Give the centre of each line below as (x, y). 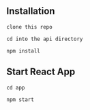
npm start (20, 99)
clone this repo (29, 27)
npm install (23, 51)
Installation (31, 11)
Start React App (41, 72)
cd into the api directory (45, 39)
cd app (16, 87)
